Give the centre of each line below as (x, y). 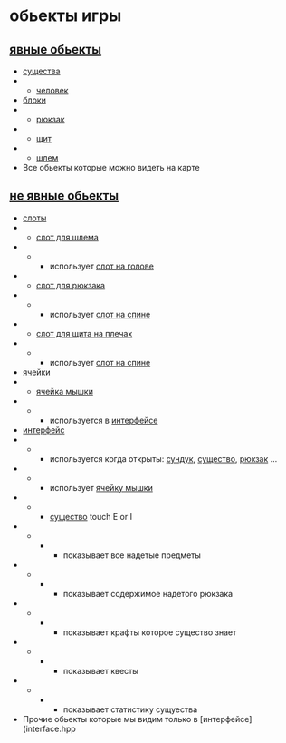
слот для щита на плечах (84, 333)
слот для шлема (67, 237)
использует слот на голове (101, 266)
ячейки (36, 372)
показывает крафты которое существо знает (150, 632)
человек (52, 90)
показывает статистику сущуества (130, 709)
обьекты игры (66, 16)
